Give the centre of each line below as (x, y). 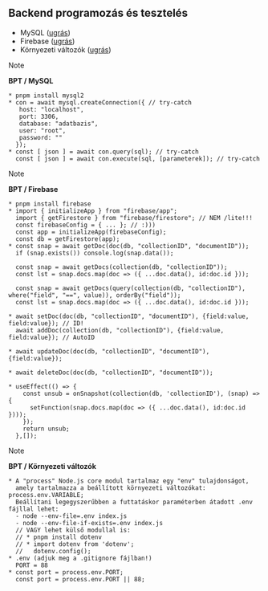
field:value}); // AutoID (51, 337)
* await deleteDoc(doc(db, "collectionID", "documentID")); (111, 373)
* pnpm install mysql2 (46, 96)
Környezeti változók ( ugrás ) (65, 49)
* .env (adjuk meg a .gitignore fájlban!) (80, 558)
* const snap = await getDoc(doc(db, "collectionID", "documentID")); (129, 246)
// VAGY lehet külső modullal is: (73, 530)
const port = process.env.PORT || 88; (81, 579)
